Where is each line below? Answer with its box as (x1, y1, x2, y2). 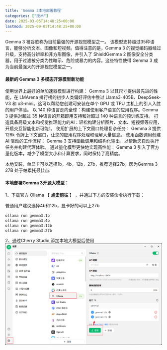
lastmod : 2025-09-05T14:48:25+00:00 (5, 24, 81, 29)
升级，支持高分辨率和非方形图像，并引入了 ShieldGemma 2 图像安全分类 (5, 51, 154, 57)
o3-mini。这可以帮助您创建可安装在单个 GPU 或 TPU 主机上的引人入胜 (17, 100, 161, 107)
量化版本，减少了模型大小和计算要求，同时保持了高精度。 (5, 150, 123, 157)
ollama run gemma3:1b (5, 213, 50, 218)
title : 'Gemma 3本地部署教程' (5, 8, 63, 13)
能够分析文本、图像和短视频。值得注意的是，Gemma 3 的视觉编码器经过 (13, 45, 162, 51)
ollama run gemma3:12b (5, 223, 52, 228)
